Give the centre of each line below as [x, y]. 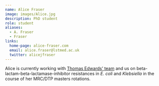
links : [12, 41]
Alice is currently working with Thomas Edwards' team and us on [70, 69]
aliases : [14, 28]
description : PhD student [31, 18]
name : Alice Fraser [25, 9]
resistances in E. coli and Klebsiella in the [113, 74]
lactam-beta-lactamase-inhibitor [38, 74]
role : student [20, 23]
